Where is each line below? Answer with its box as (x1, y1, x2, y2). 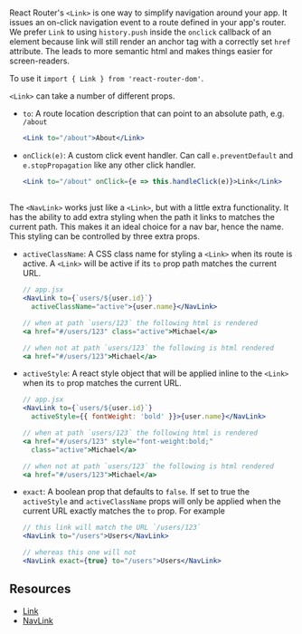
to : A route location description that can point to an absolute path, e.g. (22, 108, 285, 120)
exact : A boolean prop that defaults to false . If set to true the (22, 486, 250, 497)
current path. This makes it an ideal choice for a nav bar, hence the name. (9, 221, 284, 233)
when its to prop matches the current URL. (22, 378, 183, 389)
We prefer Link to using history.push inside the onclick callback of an (9, 26, 271, 38)
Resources (9, 581, 71, 597)
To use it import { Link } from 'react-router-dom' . (9, 73, 204, 84)
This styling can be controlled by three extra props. (9, 231, 201, 242)
